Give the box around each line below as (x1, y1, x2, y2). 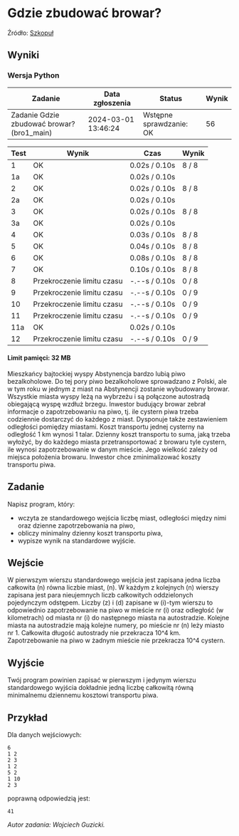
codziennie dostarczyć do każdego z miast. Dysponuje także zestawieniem (7, 414, 228, 423)
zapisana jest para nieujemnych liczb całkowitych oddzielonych (7, 591, 193, 600)
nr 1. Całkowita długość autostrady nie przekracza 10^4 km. (7, 629, 181, 637)
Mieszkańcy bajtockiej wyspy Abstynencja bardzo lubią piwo (7, 369, 186, 378)
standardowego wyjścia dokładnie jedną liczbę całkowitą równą (7, 684, 194, 692)
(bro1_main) (11, 127, 53, 137)
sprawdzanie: (143, 119, 188, 129)
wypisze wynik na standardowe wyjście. (17, 536, 137, 545)
